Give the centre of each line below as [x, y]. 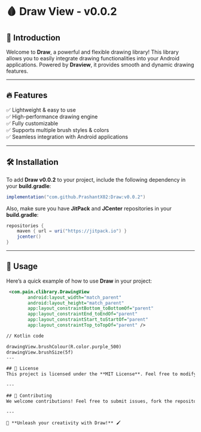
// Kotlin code [25, 336]
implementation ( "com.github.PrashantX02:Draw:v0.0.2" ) [76, 197]
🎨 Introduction [33, 37]
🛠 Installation [32, 162]
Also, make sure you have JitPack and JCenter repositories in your [89, 208]
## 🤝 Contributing [29, 396]
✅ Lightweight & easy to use [41, 110]
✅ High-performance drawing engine [52, 117]
